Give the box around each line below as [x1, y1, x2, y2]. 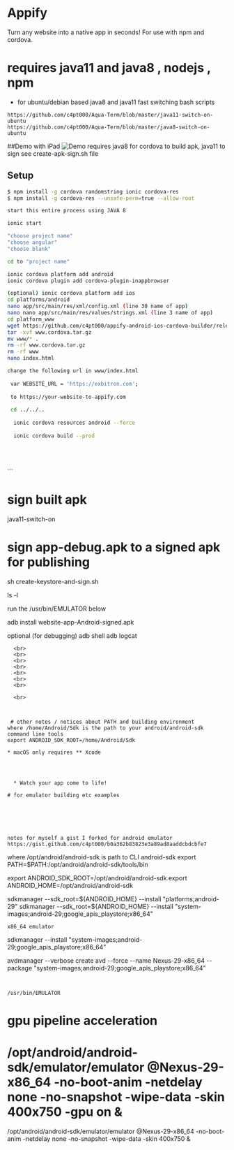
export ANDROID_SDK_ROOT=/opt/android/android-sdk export [7, 873, 187, 882]
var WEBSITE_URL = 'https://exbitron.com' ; [10, 380, 139, 387]
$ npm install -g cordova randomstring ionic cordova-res [7, 188, 179, 195]
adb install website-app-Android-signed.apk [7, 618, 134, 626]
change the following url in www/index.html [7, 367, 139, 374]
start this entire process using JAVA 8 [7, 208, 127, 214]
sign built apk [7, 491, 87, 507]
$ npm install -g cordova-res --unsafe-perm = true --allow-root [7, 194, 195, 202]
